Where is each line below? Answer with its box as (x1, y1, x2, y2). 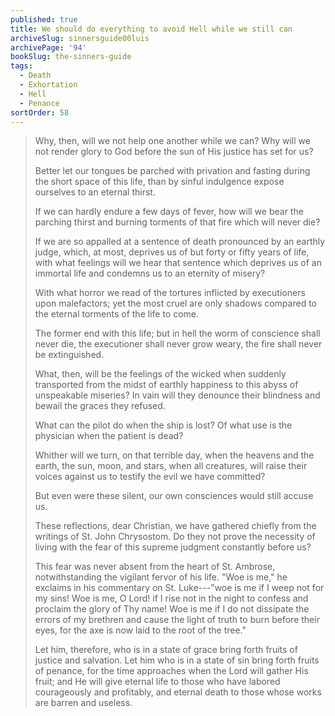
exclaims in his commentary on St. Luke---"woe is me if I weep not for (34, 582, 325, 594)
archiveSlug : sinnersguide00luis (10, 33, 150, 43)
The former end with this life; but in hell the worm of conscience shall (34, 327, 321, 340)
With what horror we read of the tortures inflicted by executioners (34, 287, 306, 299)
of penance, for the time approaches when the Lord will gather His (34, 665, 309, 677)
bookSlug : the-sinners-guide (10, 52, 132, 62)
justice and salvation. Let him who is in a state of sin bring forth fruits (34, 654, 320, 666)
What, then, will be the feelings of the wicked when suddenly (34, 368, 287, 380)
